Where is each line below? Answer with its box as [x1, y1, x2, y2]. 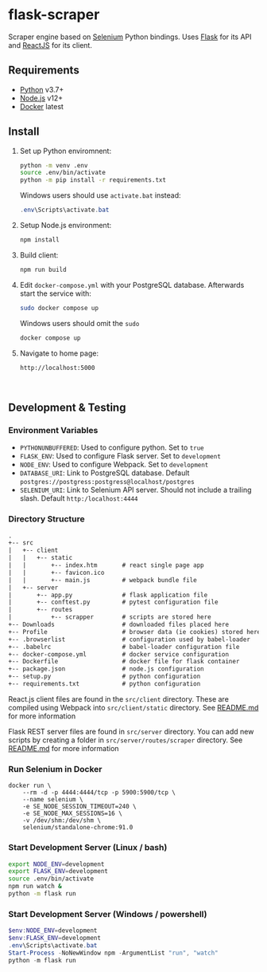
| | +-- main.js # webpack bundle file [8, 576, 197, 584]
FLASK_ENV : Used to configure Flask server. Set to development [19, 451, 221, 461]
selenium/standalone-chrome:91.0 [22, 824, 133, 832]
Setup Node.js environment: [19, 221, 112, 230]
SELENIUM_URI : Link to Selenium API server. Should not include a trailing [19, 485, 252, 495]
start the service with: [19, 289, 91, 298]
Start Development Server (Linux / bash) [8, 842, 168, 853]
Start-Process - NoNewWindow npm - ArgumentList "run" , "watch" [8, 949, 219, 957]
